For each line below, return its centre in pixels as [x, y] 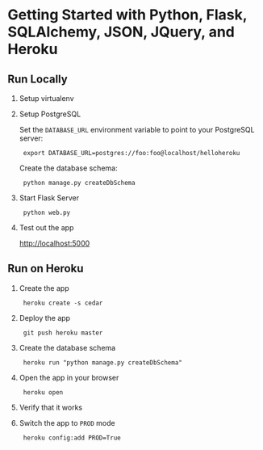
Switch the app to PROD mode [67, 423]
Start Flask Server [49, 198]
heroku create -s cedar [63, 303]
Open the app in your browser [69, 377]
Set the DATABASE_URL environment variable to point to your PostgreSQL [137, 130]
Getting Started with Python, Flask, [127, 15]
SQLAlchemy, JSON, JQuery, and [121, 32]
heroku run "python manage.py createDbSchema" [102, 362]
